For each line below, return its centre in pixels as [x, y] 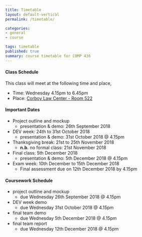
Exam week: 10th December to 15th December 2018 [66, 164]
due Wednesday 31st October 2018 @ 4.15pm [67, 208]
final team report [30, 223]
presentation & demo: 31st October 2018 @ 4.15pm [72, 137]
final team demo [29, 213]
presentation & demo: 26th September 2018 [65, 127]
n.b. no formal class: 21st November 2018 [63, 148]
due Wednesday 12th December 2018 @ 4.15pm [69, 229]
